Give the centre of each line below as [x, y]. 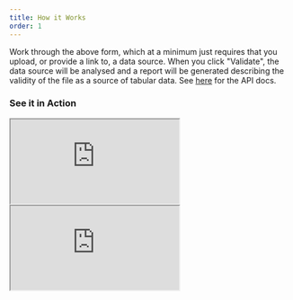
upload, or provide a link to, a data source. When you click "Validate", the [144, 61]
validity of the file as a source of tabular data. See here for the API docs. [143, 80]
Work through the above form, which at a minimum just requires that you [143, 51]
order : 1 [26, 26]
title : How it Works [48, 18]
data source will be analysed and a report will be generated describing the [147, 71]
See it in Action [43, 103]
